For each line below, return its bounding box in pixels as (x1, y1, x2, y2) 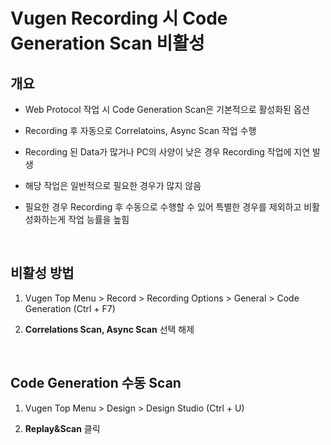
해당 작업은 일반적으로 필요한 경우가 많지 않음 (24, 180, 202, 191)
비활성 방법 (10, 265, 75, 282)
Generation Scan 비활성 (10, 32, 205, 55)
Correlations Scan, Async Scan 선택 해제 (24, 323, 195, 335)
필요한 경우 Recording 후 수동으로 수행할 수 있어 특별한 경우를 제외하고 (24, 201, 302, 213)
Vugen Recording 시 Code (10, 7, 228, 30)
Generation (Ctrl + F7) (24, 302, 116, 314)
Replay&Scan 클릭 (24, 422, 101, 434)
